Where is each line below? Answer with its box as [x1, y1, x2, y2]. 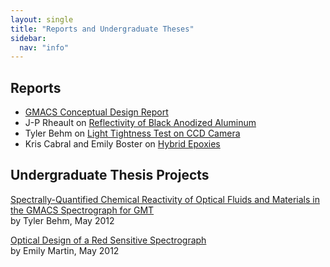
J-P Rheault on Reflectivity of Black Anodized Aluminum [24, 117, 257, 129]
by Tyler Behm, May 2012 [10, 214, 115, 226]
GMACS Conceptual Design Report [24, 106, 169, 118]
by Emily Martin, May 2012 [10, 244, 120, 256]
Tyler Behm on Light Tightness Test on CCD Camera [24, 127, 241, 140]
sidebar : [10, 33, 47, 43]
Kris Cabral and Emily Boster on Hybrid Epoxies [24, 138, 221, 150]
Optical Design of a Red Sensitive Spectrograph [10, 234, 207, 246]
